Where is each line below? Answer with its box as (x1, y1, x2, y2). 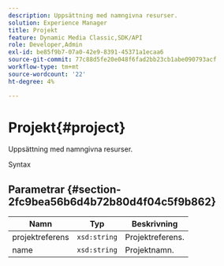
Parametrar (8, 182, 65, 196)
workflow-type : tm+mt (8, 63, 80, 71)
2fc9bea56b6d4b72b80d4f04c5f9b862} (8, 195, 217, 208)
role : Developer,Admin (8, 41, 83, 49)
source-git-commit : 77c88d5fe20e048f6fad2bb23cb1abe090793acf (8, 56, 217, 64)
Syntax (8, 159, 32, 170)
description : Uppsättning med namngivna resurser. (8, 11, 178, 20)
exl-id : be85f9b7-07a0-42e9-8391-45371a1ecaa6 (8, 48, 164, 56)
